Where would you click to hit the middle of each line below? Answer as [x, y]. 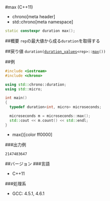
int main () [16, 98]
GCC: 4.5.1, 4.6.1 [28, 193]
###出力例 [16, 144]
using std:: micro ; [24, 89]
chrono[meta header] [33, 16]
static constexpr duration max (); [40, 31]
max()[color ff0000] [32, 134]
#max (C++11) [19, 7]
